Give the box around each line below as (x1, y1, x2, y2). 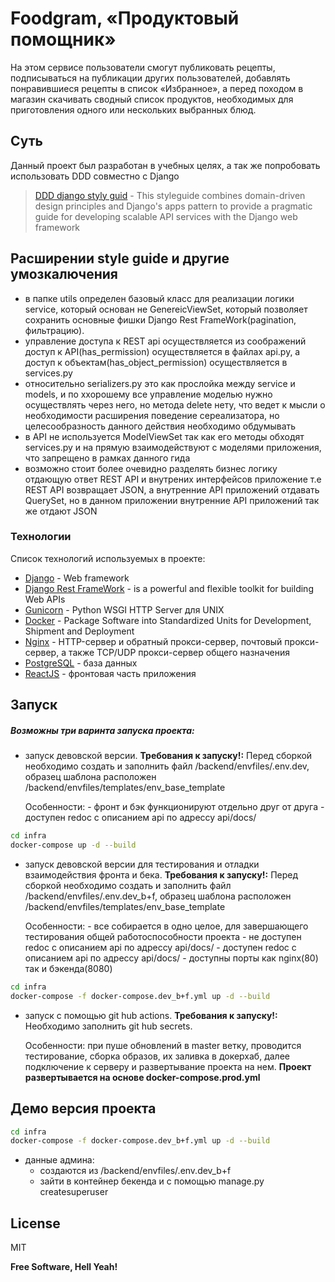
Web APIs (24, 593, 66, 605)
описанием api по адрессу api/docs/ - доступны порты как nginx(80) (24, 952, 319, 964)
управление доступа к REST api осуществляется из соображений (24, 335, 307, 347)
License (10, 1215, 61, 1232)
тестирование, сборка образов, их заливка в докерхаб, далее (24, 1050, 290, 1062)
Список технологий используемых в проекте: (10, 552, 206, 564)
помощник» (10, 28, 117, 51)
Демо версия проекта (10, 1100, 157, 1117)
